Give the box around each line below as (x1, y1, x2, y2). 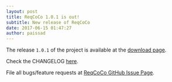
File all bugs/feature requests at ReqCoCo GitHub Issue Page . (6, 69, 155, 76)
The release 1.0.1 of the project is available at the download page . (6, 46, 167, 53)
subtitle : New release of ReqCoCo (6, 19, 91, 25)
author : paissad (6, 30, 46, 36)
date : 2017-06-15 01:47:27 (6, 25, 72, 31)
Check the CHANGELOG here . (6, 58, 79, 65)
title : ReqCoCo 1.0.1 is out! (6, 14, 80, 20)
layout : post (6, 8, 38, 15)
